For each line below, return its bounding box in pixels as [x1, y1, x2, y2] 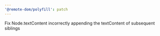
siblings [4, 25, 20, 31]
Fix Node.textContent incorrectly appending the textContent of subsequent [4, 20, 155, 26]
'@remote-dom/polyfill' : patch [4, 7, 68, 12]
